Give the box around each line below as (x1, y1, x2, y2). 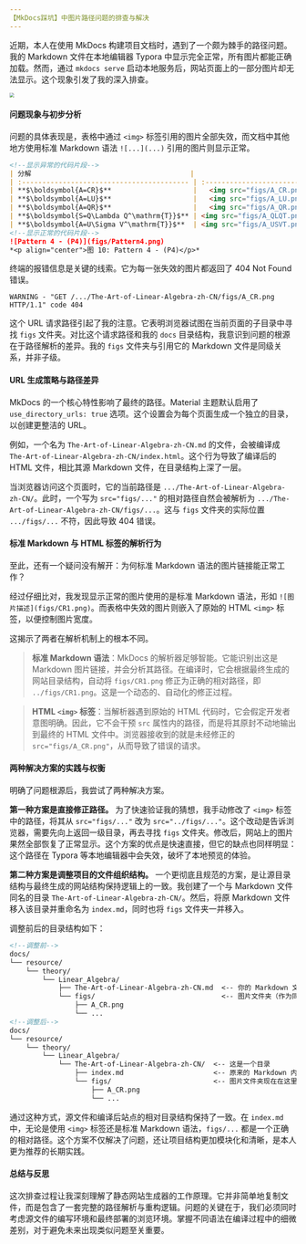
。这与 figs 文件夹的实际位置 (156, 504, 266, 515)
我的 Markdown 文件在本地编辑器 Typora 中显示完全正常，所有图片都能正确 (9, 51, 292, 62)
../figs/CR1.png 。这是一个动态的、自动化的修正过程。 (31, 686, 238, 697)
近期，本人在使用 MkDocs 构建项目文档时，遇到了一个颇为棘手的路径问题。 (9, 39, 293, 50)
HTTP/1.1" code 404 (9, 300, 84, 310)
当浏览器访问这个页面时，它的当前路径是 (9, 481, 161, 492)
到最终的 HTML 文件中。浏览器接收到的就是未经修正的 (31, 728, 235, 739)
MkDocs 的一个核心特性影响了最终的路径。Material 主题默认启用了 (9, 396, 260, 407)
